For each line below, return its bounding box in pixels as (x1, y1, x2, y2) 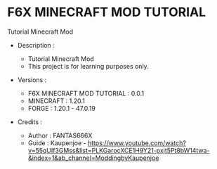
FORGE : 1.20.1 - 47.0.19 (27, 104, 96, 112)
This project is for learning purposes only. (27, 62, 149, 70)
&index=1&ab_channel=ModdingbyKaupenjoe (27, 154, 159, 162)
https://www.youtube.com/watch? (87, 138, 186, 147)
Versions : (17, 75, 47, 84)
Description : (17, 41, 55, 49)
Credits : (17, 117, 42, 126)
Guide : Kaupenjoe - (27, 138, 86, 147)
